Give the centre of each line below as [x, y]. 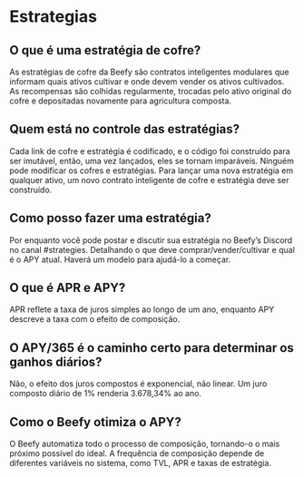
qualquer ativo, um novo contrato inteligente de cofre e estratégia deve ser [149, 180]
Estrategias [54, 17]
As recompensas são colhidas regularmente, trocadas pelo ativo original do [151, 91]
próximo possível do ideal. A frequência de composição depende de [137, 453]
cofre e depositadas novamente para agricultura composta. [121, 101]
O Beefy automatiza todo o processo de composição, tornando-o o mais [145, 444]
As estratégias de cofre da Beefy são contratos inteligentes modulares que [149, 72]
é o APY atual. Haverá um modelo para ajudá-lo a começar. [120, 259]
